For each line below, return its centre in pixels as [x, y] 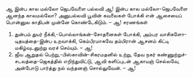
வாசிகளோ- [173, 34]
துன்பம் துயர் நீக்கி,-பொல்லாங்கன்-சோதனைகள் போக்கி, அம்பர [86, 34]
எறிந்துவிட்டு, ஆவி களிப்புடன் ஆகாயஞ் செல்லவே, [121, 61]
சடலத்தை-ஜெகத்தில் [38, 61]
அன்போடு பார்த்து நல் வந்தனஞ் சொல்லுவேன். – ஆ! [75, 68]
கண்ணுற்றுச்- [172, 54]
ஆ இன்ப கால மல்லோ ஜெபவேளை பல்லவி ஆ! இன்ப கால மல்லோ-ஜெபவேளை [96, 9]
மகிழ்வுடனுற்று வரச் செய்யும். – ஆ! [54, 48]
